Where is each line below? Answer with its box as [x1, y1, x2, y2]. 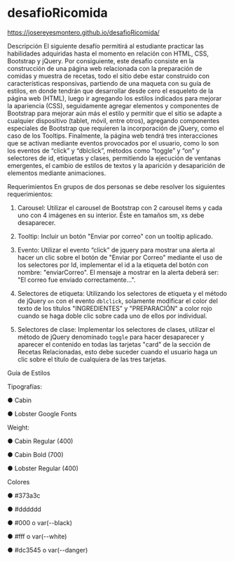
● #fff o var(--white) [7, 532, 67, 541]
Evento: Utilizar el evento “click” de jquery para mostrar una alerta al [17, 245, 215, 254]
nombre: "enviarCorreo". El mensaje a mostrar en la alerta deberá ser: [17, 268, 219, 276]
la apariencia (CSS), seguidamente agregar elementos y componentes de [7, 101, 219, 110]
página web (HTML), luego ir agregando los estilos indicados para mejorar [7, 93, 222, 103]
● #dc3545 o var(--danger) [7, 546, 88, 554]
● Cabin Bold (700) [7, 450, 64, 458]
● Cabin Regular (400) [7, 437, 74, 445]
